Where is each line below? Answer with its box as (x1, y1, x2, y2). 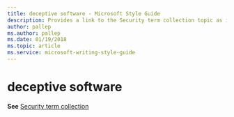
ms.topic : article (7, 42, 61, 49)
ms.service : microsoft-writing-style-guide (7, 49, 136, 56)
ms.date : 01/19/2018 (7, 36, 68, 43)
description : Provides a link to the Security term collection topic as (7, 17, 223, 24)
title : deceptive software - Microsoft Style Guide (7, 10, 160, 17)
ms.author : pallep (7, 29, 61, 37)
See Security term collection (7, 102, 89, 110)
